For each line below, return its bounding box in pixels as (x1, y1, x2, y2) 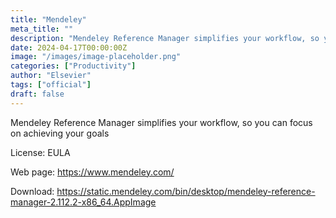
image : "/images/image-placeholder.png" (10, 52, 182, 62)
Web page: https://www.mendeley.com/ (10, 166, 175, 178)
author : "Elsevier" (10, 71, 92, 81)
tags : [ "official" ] (10, 80, 92, 90)
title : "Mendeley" (10, 14, 87, 25)
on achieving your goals (10, 127, 110, 139)
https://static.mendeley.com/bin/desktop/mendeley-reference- (56, 185, 316, 197)
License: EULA (10, 146, 71, 158)
